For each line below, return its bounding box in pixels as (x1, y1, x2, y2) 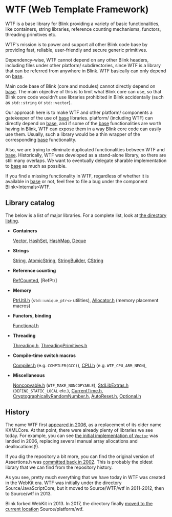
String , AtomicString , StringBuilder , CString (12, 257, 104, 264)
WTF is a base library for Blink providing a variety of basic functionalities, (5, 21, 160, 27)
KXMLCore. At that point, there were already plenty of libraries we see (5, 427, 154, 433)
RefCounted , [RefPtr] (12, 277, 57, 283)
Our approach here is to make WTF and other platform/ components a (5, 109, 153, 115)
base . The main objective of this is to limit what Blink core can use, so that (5, 88, 162, 94)
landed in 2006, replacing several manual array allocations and (5, 438, 138, 444)
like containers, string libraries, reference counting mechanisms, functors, (5, 26, 161, 32)
